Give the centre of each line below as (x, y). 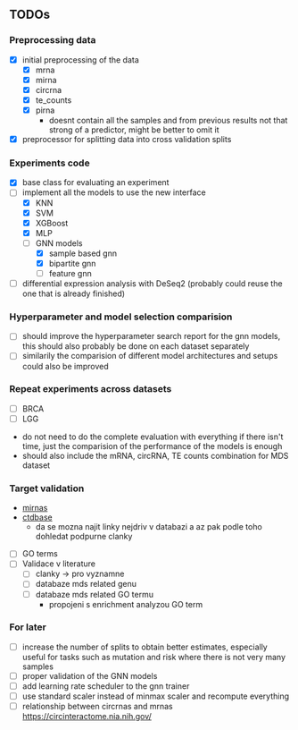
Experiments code (50, 163)
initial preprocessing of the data (81, 59)
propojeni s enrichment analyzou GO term (126, 604)
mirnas (35, 508)
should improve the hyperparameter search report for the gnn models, (151, 336)
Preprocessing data (53, 40)
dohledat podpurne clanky (84, 537)
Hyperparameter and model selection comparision (121, 317)
